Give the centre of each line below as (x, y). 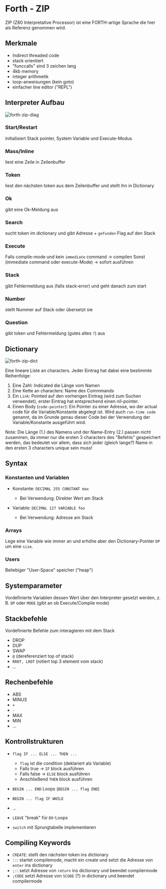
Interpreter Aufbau (35, 103)
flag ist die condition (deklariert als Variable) (65, 763)
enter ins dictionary (32, 865)
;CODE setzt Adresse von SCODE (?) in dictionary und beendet (73, 876)
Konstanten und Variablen (37, 478)
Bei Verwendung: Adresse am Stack (56, 517)
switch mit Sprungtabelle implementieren (54, 827)
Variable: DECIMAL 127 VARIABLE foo (49, 508)
